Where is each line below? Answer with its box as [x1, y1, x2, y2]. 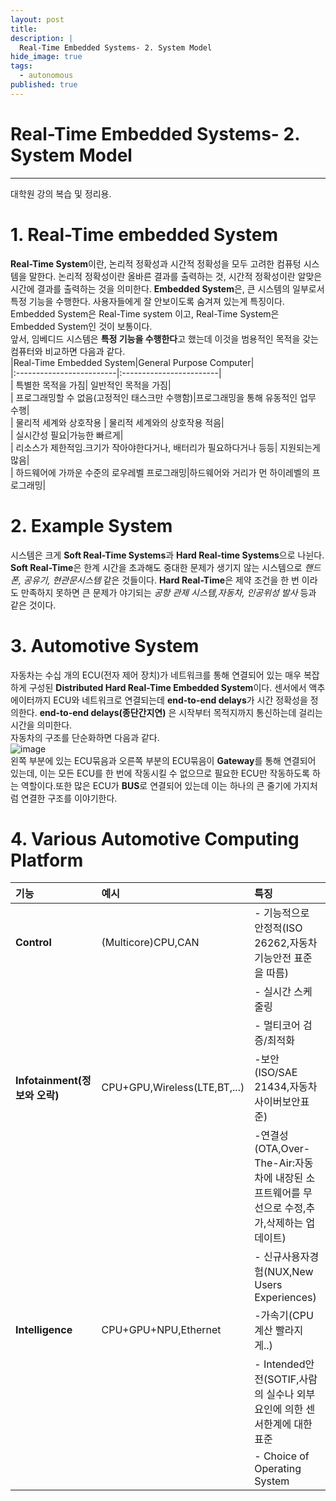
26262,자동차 [254, 936, 318, 950]
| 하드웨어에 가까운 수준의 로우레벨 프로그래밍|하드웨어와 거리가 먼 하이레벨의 [10, 466, 310, 478]
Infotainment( [15, 1074, 83, 1088]
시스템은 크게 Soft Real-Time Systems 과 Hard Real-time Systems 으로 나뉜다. [10, 549, 325, 561]
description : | [10, 33, 74, 43]
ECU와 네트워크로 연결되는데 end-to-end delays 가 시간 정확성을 [53, 694, 308, 706]
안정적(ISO [254, 921, 303, 935]
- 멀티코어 [254, 1019, 301, 1033]
